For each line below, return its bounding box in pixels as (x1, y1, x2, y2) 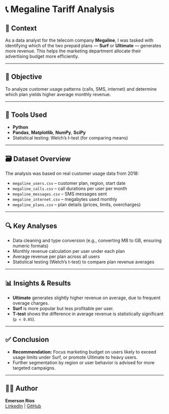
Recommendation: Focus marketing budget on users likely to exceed (12, 349, 157, 355)
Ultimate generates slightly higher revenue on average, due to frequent (12, 295, 161, 301)
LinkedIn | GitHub (5, 403, 41, 409)
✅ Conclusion (5, 335, 49, 344)
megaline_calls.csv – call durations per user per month (12, 185, 127, 192)
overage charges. (12, 300, 49, 306)
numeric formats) (12, 243, 49, 249)
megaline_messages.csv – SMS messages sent (12, 191, 107, 197)
